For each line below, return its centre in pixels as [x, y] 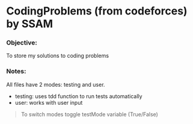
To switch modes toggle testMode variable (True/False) [89, 114]
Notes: [16, 72]
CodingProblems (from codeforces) [97, 11]
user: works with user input [49, 102]
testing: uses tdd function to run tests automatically [78, 96]
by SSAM [29, 24]
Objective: [22, 43]
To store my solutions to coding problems [58, 56]
